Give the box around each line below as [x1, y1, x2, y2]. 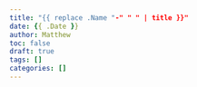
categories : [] [9, 64, 67, 73]
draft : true [9, 47, 54, 56]
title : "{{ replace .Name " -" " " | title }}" [9, 13, 189, 23]
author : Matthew [9, 30, 71, 39]
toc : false [9, 38, 51, 48]
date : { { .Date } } [9, 22, 79, 31]
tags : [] [9, 55, 43, 64]
